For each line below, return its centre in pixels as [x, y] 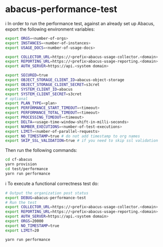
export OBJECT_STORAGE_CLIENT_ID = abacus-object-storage [65, 80]
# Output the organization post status [47, 193]
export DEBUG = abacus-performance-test [46, 198]
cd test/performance [27, 169]
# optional [17, 99]
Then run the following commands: [41, 150]
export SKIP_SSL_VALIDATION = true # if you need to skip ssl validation [81, 141]
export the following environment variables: [50, 29]
